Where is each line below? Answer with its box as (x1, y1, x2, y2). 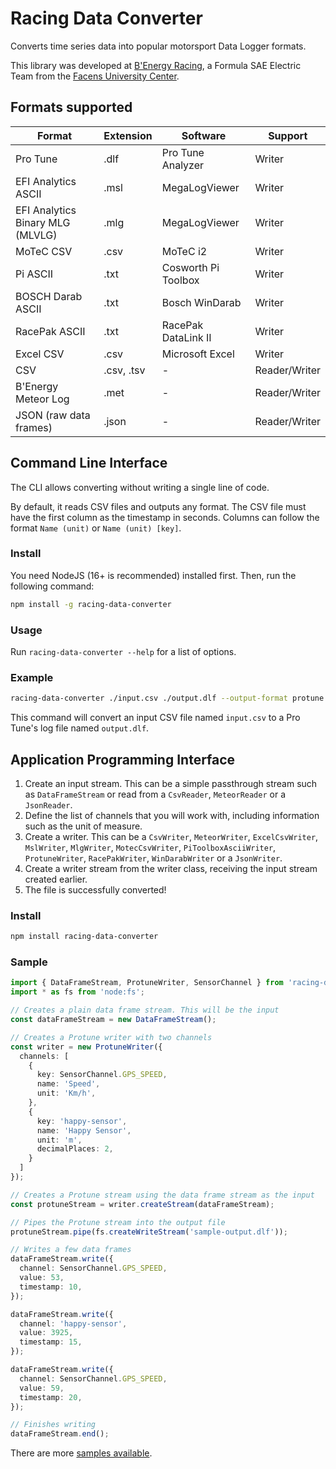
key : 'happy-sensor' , (36, 1116, 128, 1126)
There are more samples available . (10, 1447, 153, 1459)
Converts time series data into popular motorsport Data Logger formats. (10, 40, 307, 52)
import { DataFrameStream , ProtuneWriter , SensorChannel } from (10, 978, 284, 988)
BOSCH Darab (15, 289, 83, 303)
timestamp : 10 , (19, 1282, 83, 1292)
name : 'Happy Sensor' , (36, 1125, 132, 1136)
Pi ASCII (15, 267, 53, 281)
